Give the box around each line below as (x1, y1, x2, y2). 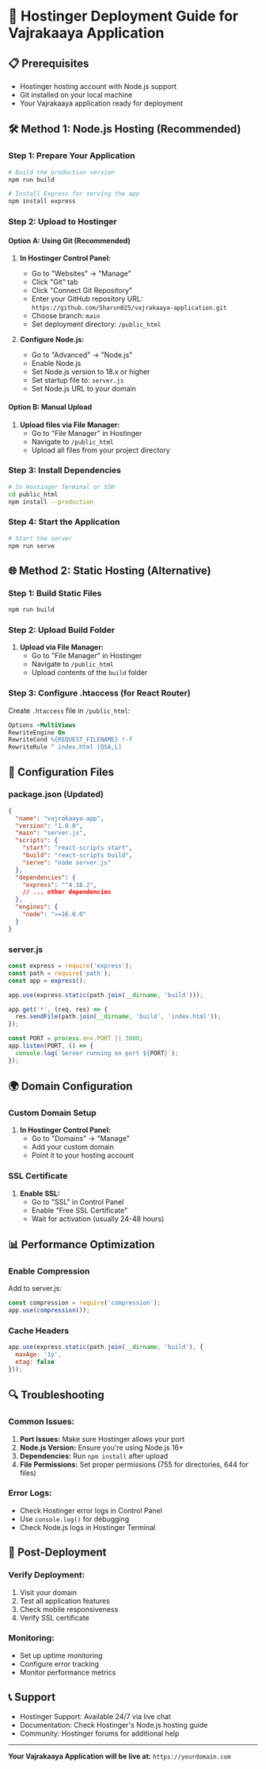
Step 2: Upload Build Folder (8, 624, 116, 635)
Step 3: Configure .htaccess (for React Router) (8, 688, 192, 699)
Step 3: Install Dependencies (8, 464, 121, 476)
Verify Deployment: (8, 1570, 85, 1581)
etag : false (15, 1358, 55, 1366)
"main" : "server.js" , (15, 829, 87, 837)
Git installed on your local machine (19, 91, 133, 99)
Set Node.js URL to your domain (31, 384, 136, 394)
